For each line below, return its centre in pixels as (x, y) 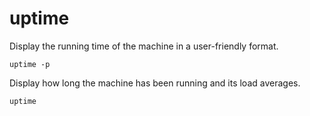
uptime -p (30, 64)
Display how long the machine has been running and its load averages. (155, 83)
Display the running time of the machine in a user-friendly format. (144, 46)
